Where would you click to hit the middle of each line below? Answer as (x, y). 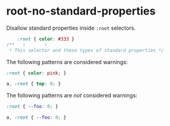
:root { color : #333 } (46, 39)
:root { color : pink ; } (36, 73)
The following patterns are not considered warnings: (72, 96)
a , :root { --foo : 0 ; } (36, 118)
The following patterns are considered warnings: (67, 62)
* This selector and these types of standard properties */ (87, 50)
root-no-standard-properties (81, 11)
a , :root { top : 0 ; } (34, 84)
